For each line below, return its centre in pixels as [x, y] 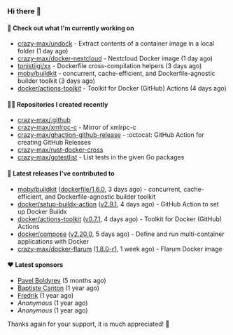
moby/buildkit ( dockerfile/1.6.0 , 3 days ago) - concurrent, [100, 189]
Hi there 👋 [24, 11]
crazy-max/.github [44, 120]
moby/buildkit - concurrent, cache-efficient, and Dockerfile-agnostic [116, 74]
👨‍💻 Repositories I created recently [58, 104]
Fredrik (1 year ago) [45, 295]
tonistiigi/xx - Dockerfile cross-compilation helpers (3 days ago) [110, 66]
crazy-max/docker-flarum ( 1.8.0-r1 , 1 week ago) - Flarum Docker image [120, 249]
